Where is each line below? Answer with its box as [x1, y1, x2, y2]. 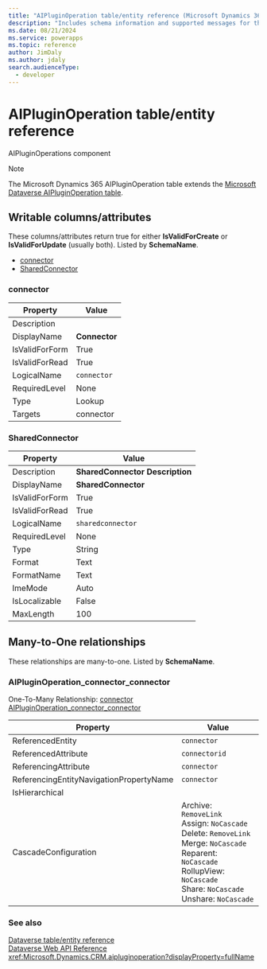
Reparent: [181, 848, 218, 859]
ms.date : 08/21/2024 [8, 26, 77, 34]
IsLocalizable [12, 595, 62, 606]
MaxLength [12, 608, 55, 619]
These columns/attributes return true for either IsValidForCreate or [8, 232, 228, 241]
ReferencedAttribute [12, 749, 88, 760]
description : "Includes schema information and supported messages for [8, 19, 250, 27]
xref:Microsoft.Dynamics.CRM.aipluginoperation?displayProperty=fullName [8, 952, 254, 962]
